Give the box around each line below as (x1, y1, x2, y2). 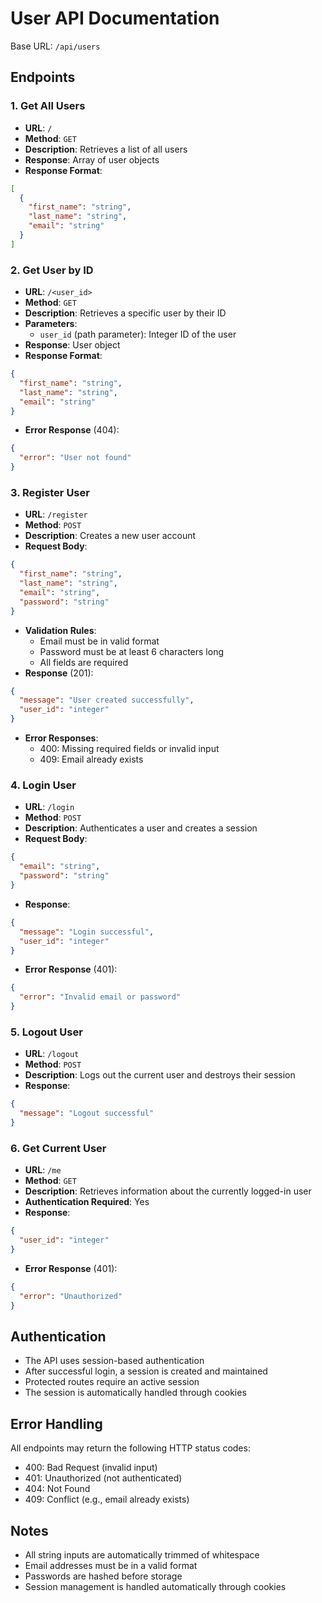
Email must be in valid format (39, 635, 160, 647)
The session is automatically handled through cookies (24, 1387, 247, 1399)
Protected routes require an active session (24, 1376, 200, 1388)
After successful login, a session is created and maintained (24, 1365, 268, 1377)
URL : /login (24, 801, 75, 813)
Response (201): (24, 667, 94, 679)
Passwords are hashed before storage (24, 1570, 183, 1582)
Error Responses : (24, 732, 99, 744)
